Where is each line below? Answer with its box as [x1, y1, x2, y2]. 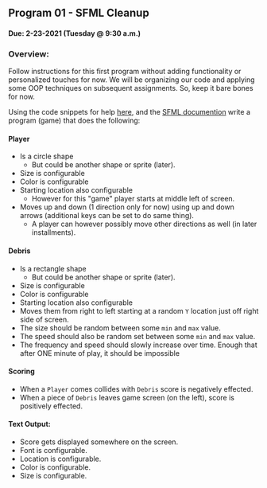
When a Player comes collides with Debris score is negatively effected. [19, 384, 253, 393]
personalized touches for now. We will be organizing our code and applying [8, 75, 256, 84]
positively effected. [19, 401, 83, 411]
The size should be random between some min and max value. [19, 322, 221, 333]
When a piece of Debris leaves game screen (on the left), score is [19, 392, 234, 402]
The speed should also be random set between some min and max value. [19, 331, 256, 341]
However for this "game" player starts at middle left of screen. [31, 194, 235, 204]
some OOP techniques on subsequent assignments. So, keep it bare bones [8, 84, 253, 93]
